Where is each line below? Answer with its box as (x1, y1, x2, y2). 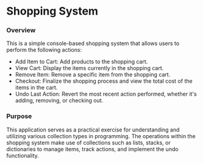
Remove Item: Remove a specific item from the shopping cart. (15, 71, 171, 79)
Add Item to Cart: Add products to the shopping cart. (15, 58, 148, 65)
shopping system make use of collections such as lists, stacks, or (6, 139, 171, 146)
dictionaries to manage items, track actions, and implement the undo (6, 145, 179, 153)
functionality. (6, 152, 40, 159)
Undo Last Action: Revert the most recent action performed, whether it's (15, 90, 197, 98)
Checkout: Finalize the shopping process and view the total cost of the (15, 77, 193, 85)
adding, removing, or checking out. (15, 97, 104, 104)
